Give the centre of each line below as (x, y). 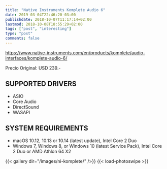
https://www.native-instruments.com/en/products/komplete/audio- (75, 53)
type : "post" (19, 33)
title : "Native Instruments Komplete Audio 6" (55, 10)
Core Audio (24, 102)
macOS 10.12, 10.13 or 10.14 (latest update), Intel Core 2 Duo (75, 141)
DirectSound (26, 107)
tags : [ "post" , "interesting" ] (38, 29)
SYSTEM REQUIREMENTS (47, 128)
